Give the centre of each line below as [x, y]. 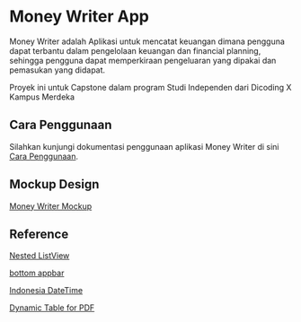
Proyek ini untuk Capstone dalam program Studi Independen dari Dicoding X [150, 87]
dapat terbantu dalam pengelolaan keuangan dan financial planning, [135, 50]
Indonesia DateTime [46, 291]
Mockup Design [54, 184]
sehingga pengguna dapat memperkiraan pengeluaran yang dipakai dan [143, 60]
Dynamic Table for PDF [52, 308]
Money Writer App [80, 17]
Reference [39, 234]
